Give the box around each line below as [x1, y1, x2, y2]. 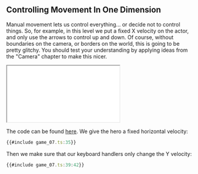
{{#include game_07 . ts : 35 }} [6, 139, 77, 145]
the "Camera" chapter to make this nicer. [6, 52, 107, 60]
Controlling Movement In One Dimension [6, 5, 161, 15]
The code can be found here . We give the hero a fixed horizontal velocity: [6, 128, 188, 135]
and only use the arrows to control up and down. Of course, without [6, 33, 174, 41]
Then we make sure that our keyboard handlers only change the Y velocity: [6, 150, 192, 157]
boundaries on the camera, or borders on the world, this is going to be [6, 40, 180, 47]
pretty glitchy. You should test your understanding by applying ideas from [6, 46, 188, 54]
